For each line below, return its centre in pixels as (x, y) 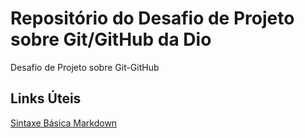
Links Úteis (46, 98)
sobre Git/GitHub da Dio (111, 39)
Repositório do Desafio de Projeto (152, 18)
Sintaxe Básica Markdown (64, 123)
